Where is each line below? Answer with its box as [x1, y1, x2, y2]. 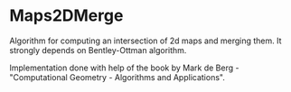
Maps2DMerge [9, 5, 124, 26]
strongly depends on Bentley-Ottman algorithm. [9, 44, 187, 55]
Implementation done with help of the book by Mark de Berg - [9, 62, 239, 73]
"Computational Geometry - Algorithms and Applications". [9, 71, 226, 82]
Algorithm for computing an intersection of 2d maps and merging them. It [9, 35, 282, 46]
